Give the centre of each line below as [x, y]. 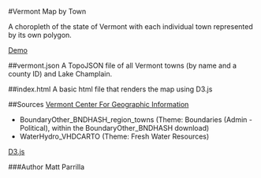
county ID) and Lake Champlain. [60, 74]
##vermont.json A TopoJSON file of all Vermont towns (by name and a [123, 65]
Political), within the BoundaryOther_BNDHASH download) [114, 128]
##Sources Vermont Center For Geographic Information [99, 104]
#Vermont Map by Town [47, 11]
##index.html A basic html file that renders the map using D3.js [110, 89]
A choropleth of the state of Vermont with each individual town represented [131, 26]
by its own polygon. [40, 35]
